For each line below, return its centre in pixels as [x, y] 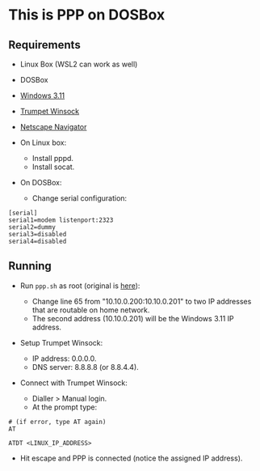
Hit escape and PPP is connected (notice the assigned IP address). [131, 458]
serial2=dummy [32, 227]
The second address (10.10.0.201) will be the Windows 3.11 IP [133, 318]
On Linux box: [43, 142]
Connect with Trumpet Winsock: [73, 383]
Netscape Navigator [53, 127]
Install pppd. [53, 158]
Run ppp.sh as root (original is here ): [80, 286]
